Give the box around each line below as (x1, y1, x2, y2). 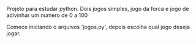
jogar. (6, 30, 21, 37)
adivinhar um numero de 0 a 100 (6, 12, 88, 19)
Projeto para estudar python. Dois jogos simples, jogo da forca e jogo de (6, 5, 189, 12)
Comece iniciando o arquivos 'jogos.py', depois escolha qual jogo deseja (6, 24, 190, 30)
